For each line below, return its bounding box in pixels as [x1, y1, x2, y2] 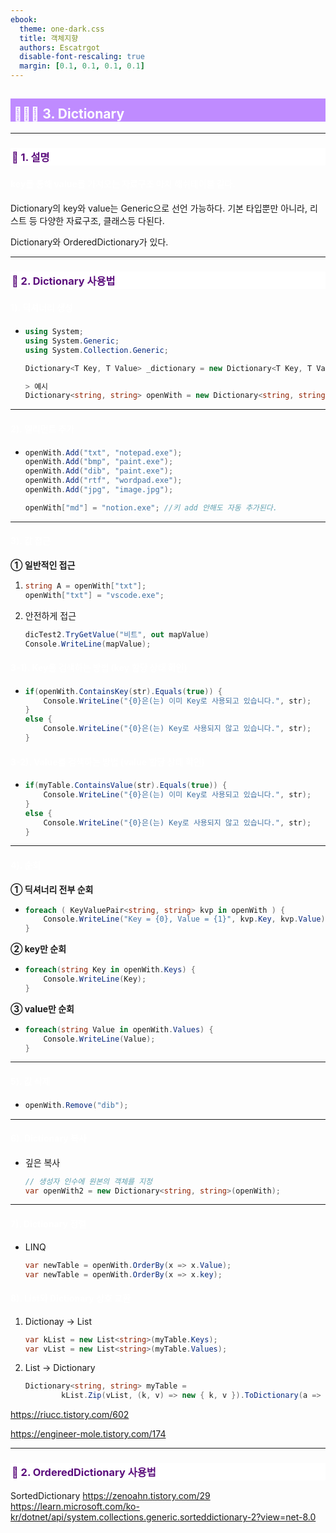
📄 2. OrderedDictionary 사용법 [11, 1466, 157, 1480]
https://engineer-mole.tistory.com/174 [10, 1428, 167, 1440]
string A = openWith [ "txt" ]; [24, 581, 147, 591]
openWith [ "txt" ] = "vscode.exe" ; [24, 590, 165, 600]
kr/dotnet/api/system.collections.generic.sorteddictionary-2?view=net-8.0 [10, 1511, 317, 1523]
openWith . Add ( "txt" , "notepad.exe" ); [24, 447, 183, 458]
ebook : [10, 14, 38, 25]
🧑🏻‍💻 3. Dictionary [13, 106, 125, 123]
